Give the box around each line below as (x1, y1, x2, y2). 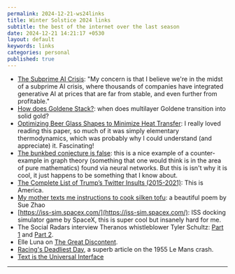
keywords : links (7, 43, 55, 50)
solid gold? (17, 112, 49, 120)
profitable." (17, 97, 50, 105)
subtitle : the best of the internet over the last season (7, 23, 180, 30)
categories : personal (7, 50, 71, 56)
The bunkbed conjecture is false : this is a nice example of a (17, 149, 189, 157)
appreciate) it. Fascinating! (17, 141, 94, 150)
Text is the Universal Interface (17, 252, 104, 261)
